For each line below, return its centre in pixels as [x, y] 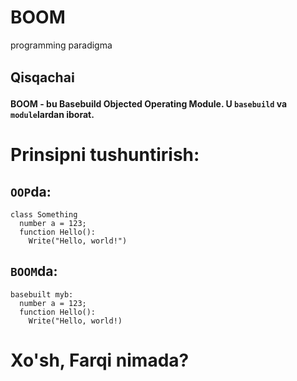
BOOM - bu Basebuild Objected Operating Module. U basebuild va [149, 103]
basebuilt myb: [42, 294]
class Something [44, 214]
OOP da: [31, 191]
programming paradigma [61, 45]
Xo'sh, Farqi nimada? [100, 360]
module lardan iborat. [52, 114]
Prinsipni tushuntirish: [105, 155]
